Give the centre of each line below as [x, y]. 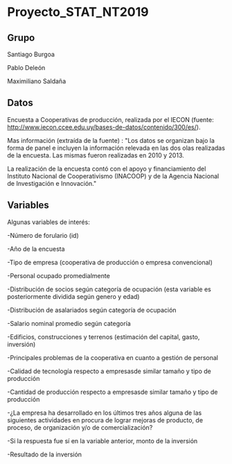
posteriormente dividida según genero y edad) [73, 296]
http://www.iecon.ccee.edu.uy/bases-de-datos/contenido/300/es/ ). [104, 127]
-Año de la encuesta [36, 249]
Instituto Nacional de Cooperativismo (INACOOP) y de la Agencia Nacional [113, 176]
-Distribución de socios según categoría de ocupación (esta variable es [109, 289]
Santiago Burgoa [31, 54]
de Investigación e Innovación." [52, 183]
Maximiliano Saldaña [37, 81]
